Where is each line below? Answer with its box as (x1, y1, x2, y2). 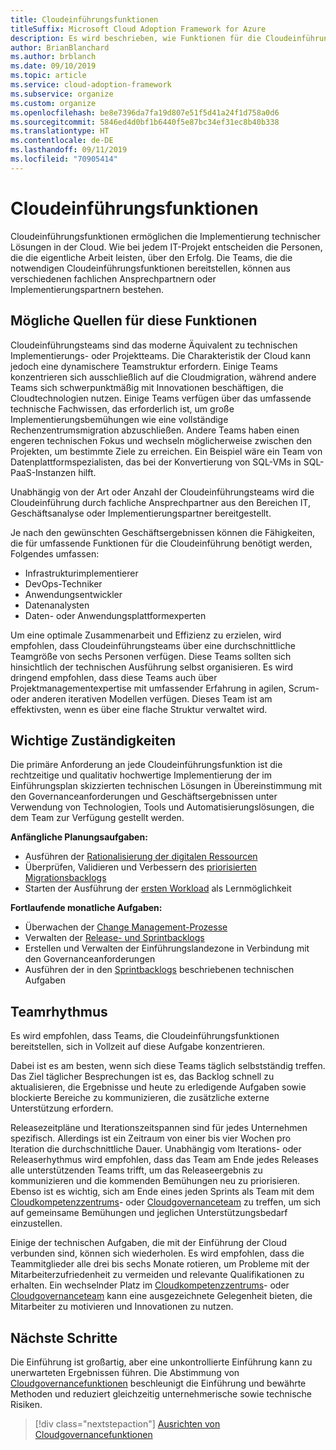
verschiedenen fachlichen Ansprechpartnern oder (10, 272, 217, 285)
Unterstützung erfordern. (10, 1102, 114, 1115)
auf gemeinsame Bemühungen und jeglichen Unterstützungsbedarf (10, 1207, 288, 1219)
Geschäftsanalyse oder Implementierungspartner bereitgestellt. (10, 507, 272, 519)
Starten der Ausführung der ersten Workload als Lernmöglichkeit (24, 882, 292, 895)
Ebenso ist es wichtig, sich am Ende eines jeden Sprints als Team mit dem (10, 1186, 315, 1198)
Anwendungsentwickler (24, 588, 123, 600)
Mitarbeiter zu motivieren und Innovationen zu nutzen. (10, 1301, 234, 1313)
